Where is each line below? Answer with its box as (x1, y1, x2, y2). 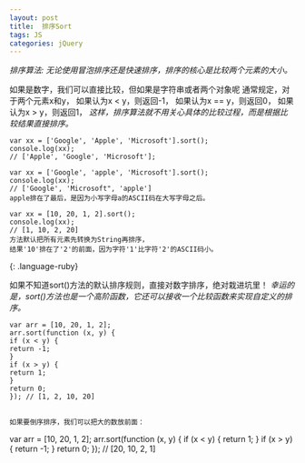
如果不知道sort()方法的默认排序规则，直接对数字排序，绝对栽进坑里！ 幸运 (9, 279, 288, 291)
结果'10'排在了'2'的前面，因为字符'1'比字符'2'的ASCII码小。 (9, 245, 218, 255)
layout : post (9, 13, 59, 23)
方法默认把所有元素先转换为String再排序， (9, 236, 150, 245)
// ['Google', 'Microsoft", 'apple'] (9, 184, 152, 194)
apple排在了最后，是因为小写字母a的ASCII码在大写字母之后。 (9, 194, 211, 203)
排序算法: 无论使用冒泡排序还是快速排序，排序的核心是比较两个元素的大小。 (9, 65, 292, 75)
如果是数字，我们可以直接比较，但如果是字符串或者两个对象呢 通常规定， (9, 84, 282, 96)
